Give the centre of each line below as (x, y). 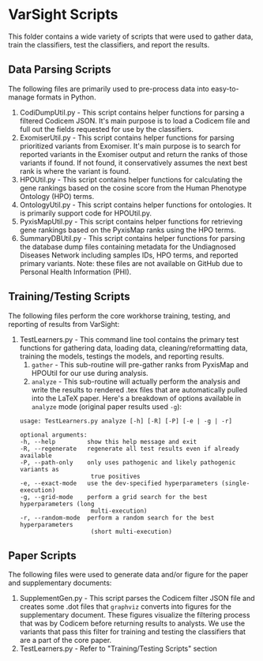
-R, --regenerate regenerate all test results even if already (129, 449)
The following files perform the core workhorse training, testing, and (119, 315)
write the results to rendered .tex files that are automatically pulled (139, 389)
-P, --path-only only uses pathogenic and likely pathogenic (128, 462)
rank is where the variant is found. (75, 171)
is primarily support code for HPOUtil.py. (86, 213)
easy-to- (225, 88)
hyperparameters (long (57, 504)
